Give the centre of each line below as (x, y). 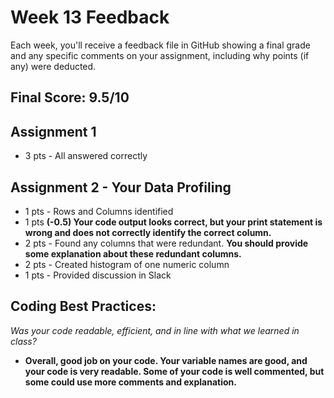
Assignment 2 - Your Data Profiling (121, 187)
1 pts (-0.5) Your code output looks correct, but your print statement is (173, 222)
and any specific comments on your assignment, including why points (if (160, 55)
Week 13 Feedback (90, 17)
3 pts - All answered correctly (86, 156)
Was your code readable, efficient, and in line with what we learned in (155, 330)
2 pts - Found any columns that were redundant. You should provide (166, 243)
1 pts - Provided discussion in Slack (98, 275)
